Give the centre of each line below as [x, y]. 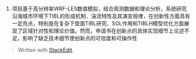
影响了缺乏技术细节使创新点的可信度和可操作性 [80, 38]
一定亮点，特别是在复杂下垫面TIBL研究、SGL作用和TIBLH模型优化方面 [98, 23]
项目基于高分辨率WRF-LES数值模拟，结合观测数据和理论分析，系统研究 [99, 9]
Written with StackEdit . [46, 50]
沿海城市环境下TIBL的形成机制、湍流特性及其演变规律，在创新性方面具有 [101, 16]
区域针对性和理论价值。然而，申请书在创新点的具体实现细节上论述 [103, 31]
